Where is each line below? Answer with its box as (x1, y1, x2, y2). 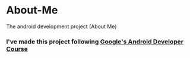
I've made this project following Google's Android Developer (6, 37, 184, 46)
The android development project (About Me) (6, 23, 117, 30)
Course (6, 45, 28, 53)
